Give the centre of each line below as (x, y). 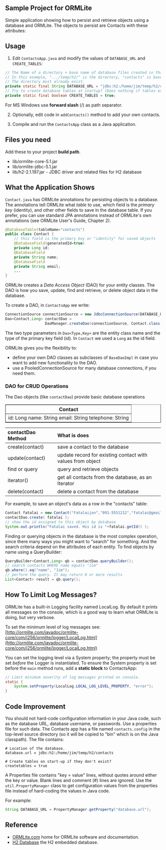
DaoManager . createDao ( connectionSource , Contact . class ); (104, 323)
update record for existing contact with (102, 455)
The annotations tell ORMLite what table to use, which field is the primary (80, 205)
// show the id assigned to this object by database (61, 522)
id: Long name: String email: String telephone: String (69, 418)
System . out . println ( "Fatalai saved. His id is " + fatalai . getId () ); (77, 527)
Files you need (28, 140)
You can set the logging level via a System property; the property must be (80, 657)
